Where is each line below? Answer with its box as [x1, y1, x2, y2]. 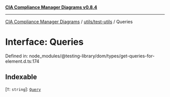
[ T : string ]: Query [5, 86, 41, 92]
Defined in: [5, 53, 28, 59]
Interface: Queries [5, 36, 84, 48]
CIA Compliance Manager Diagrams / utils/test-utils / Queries [5, 19, 133, 25]
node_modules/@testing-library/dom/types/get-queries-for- [29, 53, 155, 59]
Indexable [5, 73, 37, 81]
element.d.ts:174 [5, 58, 39, 64]
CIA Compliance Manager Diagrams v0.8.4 [5, 5, 98, 10]
